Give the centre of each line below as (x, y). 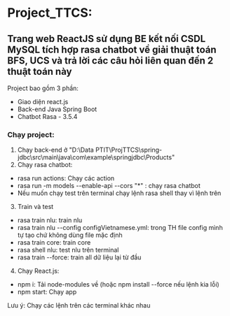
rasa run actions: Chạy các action (66, 178)
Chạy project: (31, 134)
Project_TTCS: (50, 13)
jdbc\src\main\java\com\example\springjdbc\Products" (96, 157)
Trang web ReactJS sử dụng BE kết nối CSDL (107, 39)
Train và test (35, 207)
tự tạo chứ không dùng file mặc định (70, 235)
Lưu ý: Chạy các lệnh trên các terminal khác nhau (79, 306)
